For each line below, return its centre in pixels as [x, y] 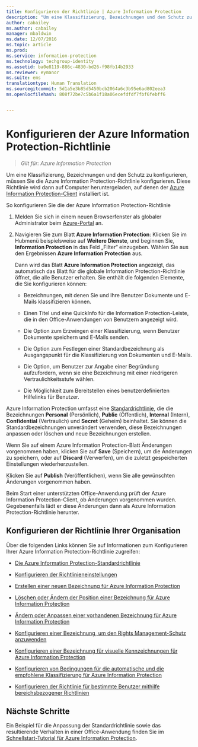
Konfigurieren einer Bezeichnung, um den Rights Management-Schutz [100, 633]
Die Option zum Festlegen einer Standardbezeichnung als [94, 348]
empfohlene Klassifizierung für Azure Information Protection [88, 675]
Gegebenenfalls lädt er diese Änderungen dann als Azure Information [91, 506]
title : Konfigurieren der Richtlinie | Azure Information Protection [94, 12]
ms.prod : [17, 50]
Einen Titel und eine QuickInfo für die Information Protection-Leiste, [106, 313]
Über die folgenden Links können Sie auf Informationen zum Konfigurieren [97, 545]
